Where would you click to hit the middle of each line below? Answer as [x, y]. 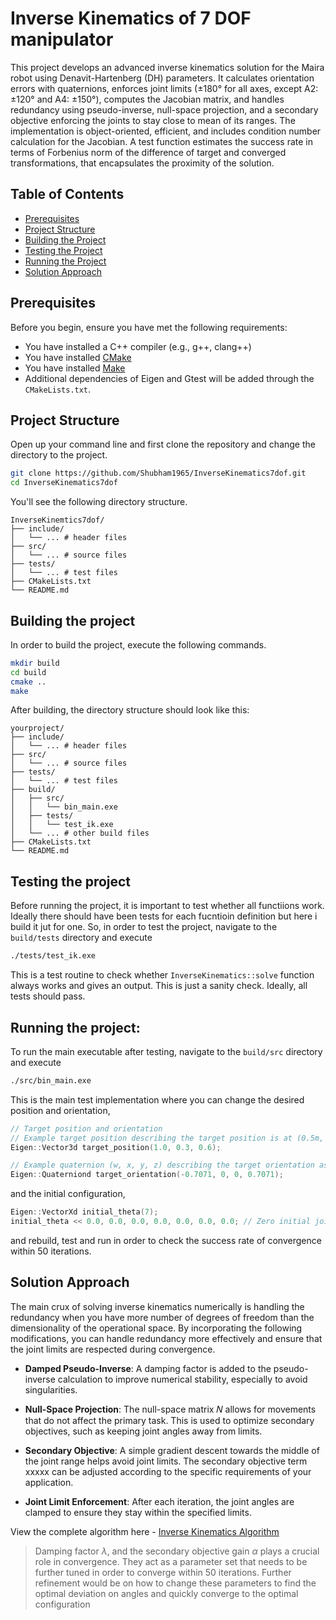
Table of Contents [67, 194]
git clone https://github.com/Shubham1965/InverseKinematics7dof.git [158, 473]
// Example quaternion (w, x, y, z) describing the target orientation [162, 1165]
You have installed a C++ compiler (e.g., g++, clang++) [138, 346]
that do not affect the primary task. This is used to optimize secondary [169, 1420]
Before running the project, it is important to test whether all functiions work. [167, 906]
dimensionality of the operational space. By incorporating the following [156, 1328]
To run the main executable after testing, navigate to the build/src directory [166, 1051]
